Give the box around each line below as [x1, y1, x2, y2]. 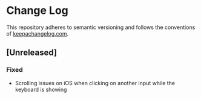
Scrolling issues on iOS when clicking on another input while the [15, 79, 176, 86]
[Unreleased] [6, 48, 58, 58]
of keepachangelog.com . [6, 30, 69, 37]
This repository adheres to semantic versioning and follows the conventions [6, 24, 196, 31]
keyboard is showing [15, 86, 67, 93]
